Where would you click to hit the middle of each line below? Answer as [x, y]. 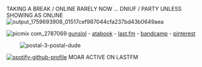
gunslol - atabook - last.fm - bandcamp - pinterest [132, 33]
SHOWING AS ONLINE [35, 15]
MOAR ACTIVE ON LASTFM [103, 57]
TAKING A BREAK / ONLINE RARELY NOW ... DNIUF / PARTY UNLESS [94, 9]
